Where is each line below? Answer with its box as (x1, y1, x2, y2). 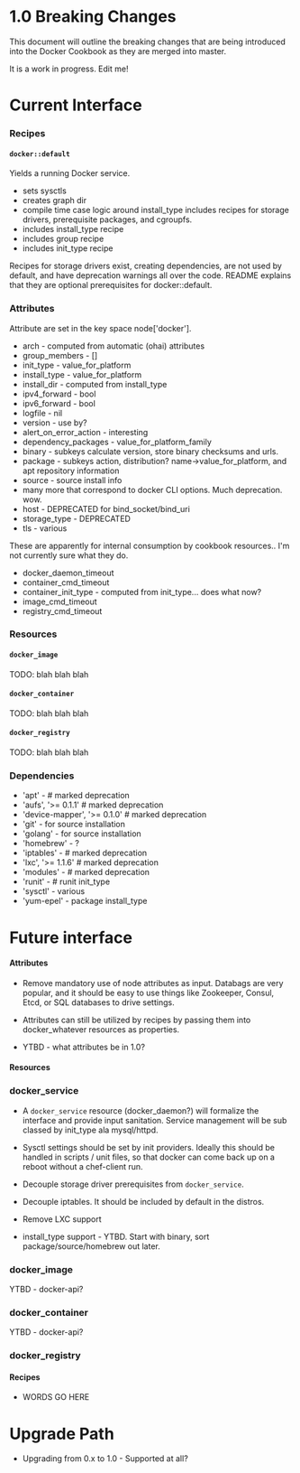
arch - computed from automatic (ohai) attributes (22, 340, 205, 351)
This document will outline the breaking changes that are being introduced (9, 36, 286, 47)
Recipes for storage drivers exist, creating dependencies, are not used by (9, 260, 282, 272)
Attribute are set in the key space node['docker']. (9, 322, 192, 333)
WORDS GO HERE (22, 1392, 90, 1403)
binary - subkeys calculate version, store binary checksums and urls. (22, 445, 279, 457)
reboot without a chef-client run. (22, 1161, 143, 1171)
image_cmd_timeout (22, 596, 97, 607)
